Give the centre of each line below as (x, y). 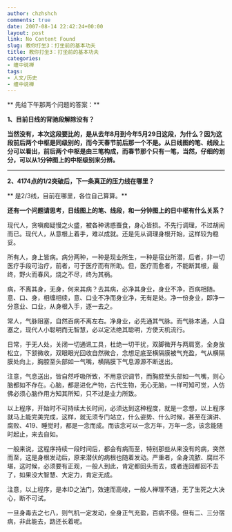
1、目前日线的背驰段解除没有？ (51, 120)
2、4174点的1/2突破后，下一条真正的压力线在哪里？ (81, 181)
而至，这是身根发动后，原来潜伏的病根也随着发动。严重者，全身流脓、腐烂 (113, 457)
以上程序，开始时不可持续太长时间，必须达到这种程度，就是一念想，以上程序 (116, 408)
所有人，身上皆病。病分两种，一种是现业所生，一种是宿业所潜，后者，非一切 (116, 257)
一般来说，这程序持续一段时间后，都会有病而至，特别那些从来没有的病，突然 (116, 449)
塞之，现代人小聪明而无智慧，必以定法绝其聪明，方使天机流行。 (98, 330)
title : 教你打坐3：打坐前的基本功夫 (53, 53)
